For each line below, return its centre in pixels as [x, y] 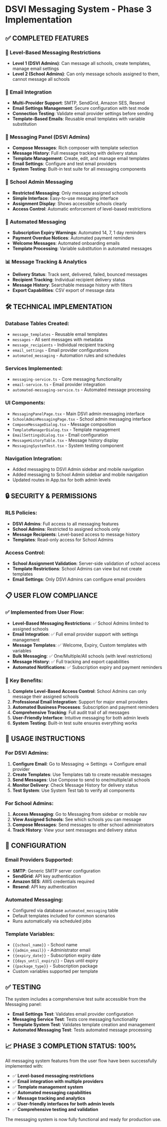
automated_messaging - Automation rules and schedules [69, 356]
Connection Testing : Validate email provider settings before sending [83, 114]
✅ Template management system [48, 1087]
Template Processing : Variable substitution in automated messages [82, 248]
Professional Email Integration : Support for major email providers [80, 701]
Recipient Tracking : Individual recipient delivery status [69, 280]
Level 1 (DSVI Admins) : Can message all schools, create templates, [82, 63]
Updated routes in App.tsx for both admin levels [62, 479]
